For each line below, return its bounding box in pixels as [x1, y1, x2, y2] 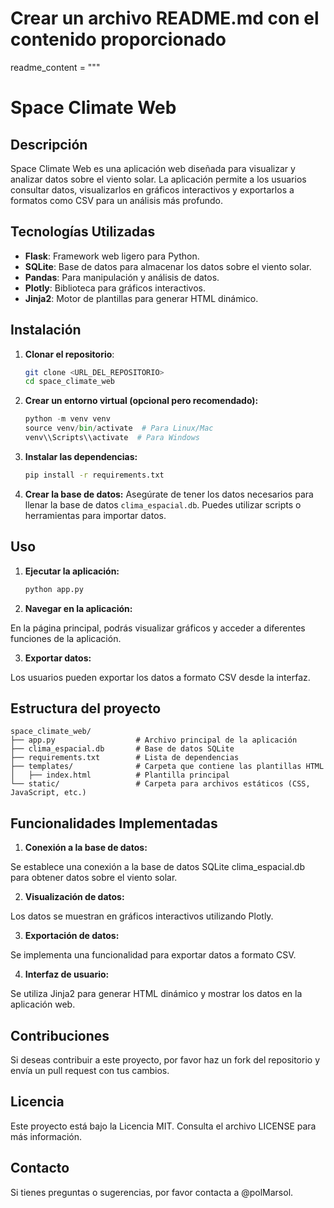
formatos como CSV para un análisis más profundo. [10, 194, 223, 206]
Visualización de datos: [24, 891, 125, 903]
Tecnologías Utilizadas [10, 223, 156, 241]
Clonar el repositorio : [24, 348, 115, 360]
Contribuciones [10, 1027, 110, 1044]
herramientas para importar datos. [24, 509, 167, 521]
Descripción [10, 136, 88, 153]
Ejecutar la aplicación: [24, 565, 120, 577]
